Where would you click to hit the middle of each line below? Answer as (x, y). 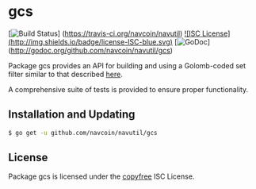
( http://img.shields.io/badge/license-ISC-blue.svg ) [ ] (109, 41)
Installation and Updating (72, 115)
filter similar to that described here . (65, 74)
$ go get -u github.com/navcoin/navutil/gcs (83, 133)
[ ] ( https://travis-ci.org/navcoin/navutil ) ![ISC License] (119, 33)
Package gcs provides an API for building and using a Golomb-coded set (127, 65)
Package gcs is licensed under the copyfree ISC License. (101, 176)
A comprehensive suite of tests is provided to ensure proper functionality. (128, 89)
